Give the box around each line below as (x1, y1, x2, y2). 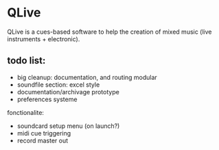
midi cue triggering (16, 129, 71, 137)
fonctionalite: (7, 108, 45, 116)
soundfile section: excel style (16, 81, 100, 89)
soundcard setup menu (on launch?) (16, 122, 120, 130)
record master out (16, 136, 69, 144)
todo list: (7, 55, 46, 67)
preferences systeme (16, 95, 78, 103)
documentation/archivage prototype (16, 87, 120, 96)
